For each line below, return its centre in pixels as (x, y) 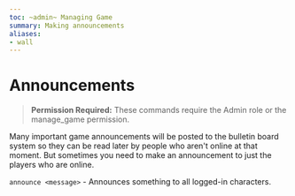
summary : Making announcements (67, 26)
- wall (21, 42)
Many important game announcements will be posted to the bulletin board (144, 137)
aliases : (25, 34)
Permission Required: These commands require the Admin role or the (159, 110)
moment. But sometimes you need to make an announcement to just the (140, 155)
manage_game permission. (80, 119)
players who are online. (52, 165)
